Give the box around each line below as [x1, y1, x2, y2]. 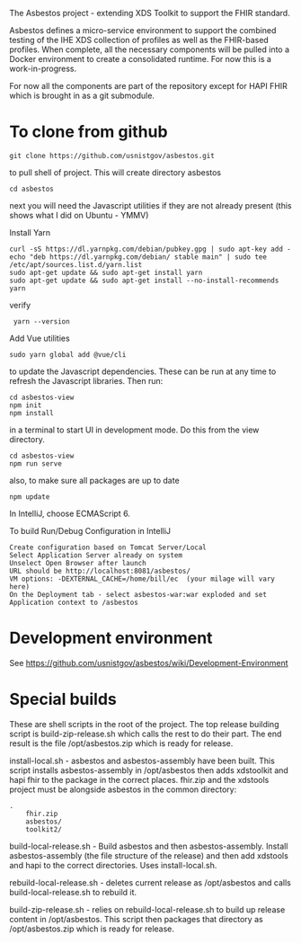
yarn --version [13, 316, 70, 326]
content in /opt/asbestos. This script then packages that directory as [9, 913, 263, 924]
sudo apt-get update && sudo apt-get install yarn [9, 268, 203, 277]
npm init [9, 400, 42, 410]
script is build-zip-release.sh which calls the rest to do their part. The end [9, 728, 282, 739]
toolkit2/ [25, 824, 63, 834]
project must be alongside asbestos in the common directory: [9, 784, 237, 795]
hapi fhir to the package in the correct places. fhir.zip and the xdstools [9, 774, 270, 785]
